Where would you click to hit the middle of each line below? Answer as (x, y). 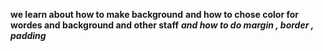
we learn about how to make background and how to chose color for (155, 14)
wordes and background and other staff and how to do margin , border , (162, 25)
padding (28, 35)
